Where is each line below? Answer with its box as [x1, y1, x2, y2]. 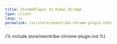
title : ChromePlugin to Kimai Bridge [5, 7, 82, 12]
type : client [5, 11, 32, 16]
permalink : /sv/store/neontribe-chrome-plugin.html [5, 20, 112, 25]
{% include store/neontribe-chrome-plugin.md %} [5, 33, 106, 39]
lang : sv [5, 16, 23, 21]
